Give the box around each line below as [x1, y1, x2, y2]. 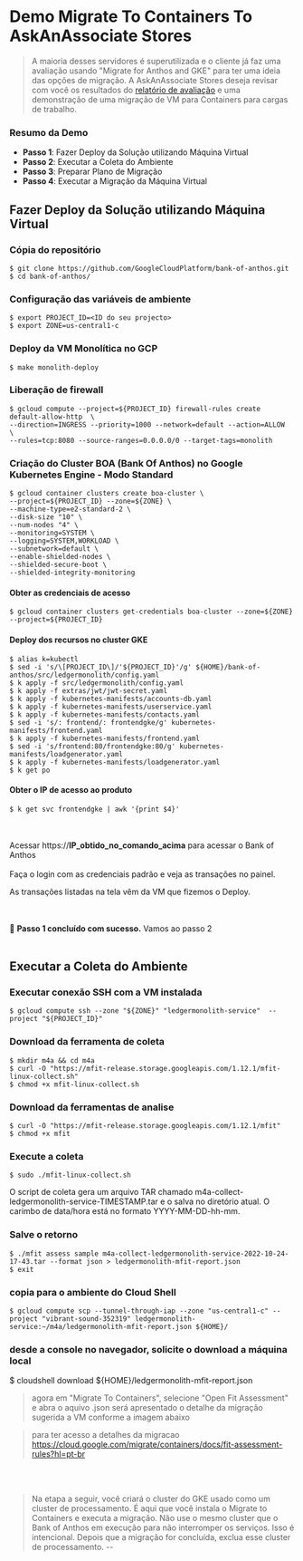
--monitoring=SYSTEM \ [9, 528, 95, 538]
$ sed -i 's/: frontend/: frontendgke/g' [9, 718, 168, 727]
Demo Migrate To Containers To [9, 6, 253, 27]
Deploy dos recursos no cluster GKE [9, 634, 148, 645]
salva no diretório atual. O [174, 1196, 270, 1207]
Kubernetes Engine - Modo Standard [9, 468, 174, 481]
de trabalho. [31, 103, 77, 114]
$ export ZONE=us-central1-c [9, 322, 119, 331]
